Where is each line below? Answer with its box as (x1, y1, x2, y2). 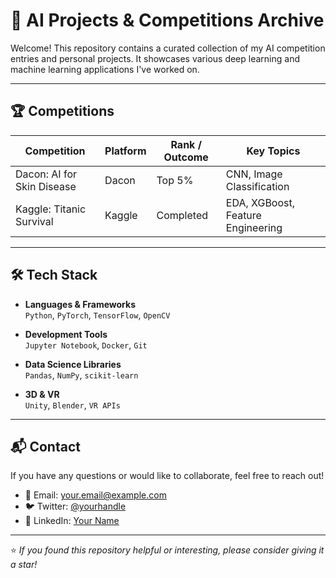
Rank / (170, 137, 202, 151)
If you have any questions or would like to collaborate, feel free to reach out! (10, 470, 325, 482)
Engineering (225, 220, 283, 234)
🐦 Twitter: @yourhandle (24, 500, 127, 513)
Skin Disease (15, 179, 77, 193)
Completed (156, 208, 208, 222)
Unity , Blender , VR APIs (24, 399, 121, 411)
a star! (10, 559, 38, 571)
